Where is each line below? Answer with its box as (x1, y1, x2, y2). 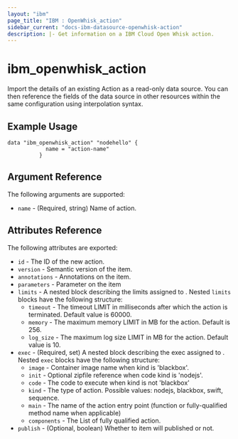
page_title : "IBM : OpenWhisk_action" (7, 17, 122, 24)
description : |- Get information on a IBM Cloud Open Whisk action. (7, 30, 215, 38)
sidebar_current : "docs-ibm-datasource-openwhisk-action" (7, 24, 183, 31)
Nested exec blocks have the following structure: (17, 356, 160, 364)
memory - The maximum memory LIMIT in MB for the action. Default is (28, 318, 231, 326)
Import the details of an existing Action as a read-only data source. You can (7, 85, 229, 93)
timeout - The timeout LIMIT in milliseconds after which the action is (28, 302, 228, 311)
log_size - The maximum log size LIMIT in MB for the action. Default (28, 333, 229, 341)
